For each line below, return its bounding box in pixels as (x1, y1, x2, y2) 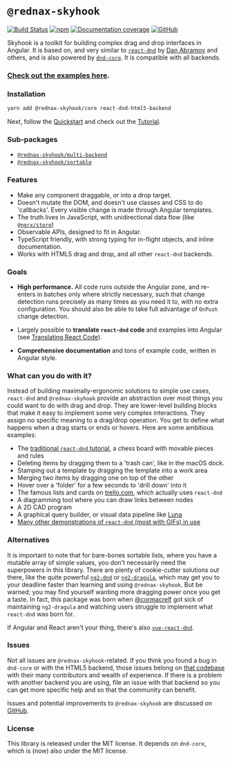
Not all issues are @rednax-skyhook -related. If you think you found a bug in (7, 656, 217, 664)
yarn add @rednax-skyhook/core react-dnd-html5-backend (7, 105, 171, 112)
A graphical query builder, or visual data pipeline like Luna (17, 510, 182, 519)
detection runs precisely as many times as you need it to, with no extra (17, 297, 219, 305)
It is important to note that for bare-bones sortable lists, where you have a (7, 550, 217, 559)
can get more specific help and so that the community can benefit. (7, 686, 197, 694)
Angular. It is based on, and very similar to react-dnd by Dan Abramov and (7, 46, 218, 54)
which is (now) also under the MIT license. (7, 746, 128, 755)
